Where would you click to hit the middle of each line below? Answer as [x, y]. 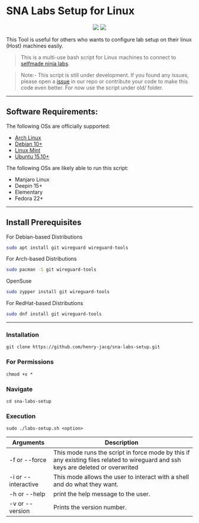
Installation [23, 335]
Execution [21, 416]
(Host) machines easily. [35, 46]
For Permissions [30, 362]
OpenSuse [19, 281]
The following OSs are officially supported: [58, 126]
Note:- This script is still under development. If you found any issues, [105, 75]
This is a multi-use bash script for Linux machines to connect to [98, 57]
